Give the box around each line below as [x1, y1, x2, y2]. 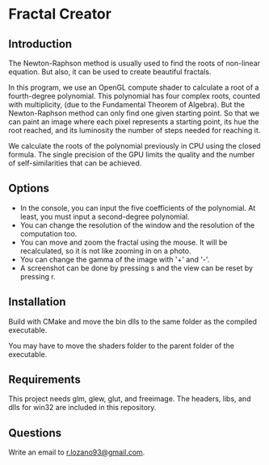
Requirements [8, 373, 81, 387]
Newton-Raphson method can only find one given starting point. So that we [8, 108, 260, 118]
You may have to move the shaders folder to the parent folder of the [8, 341, 234, 350]
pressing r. [19, 271, 56, 281]
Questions [8, 425, 62, 440]
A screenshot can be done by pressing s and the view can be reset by [19, 263, 253, 273]
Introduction [8, 37, 73, 51]
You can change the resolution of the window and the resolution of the [19, 220, 255, 230]
